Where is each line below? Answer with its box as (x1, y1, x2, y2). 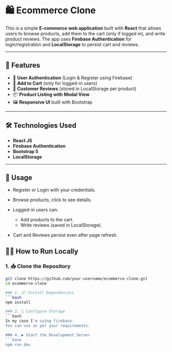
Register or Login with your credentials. (12, 187, 96, 193)
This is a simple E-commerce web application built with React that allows (5, 25, 161, 31)
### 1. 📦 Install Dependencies (5, 290, 74, 295)
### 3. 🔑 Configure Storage (5, 309, 66, 314)
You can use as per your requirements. (5, 323, 91, 328)
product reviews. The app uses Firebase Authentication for (5, 36, 132, 42)
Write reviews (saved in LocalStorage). (20, 222, 102, 229)
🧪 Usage (5, 173, 32, 182)
